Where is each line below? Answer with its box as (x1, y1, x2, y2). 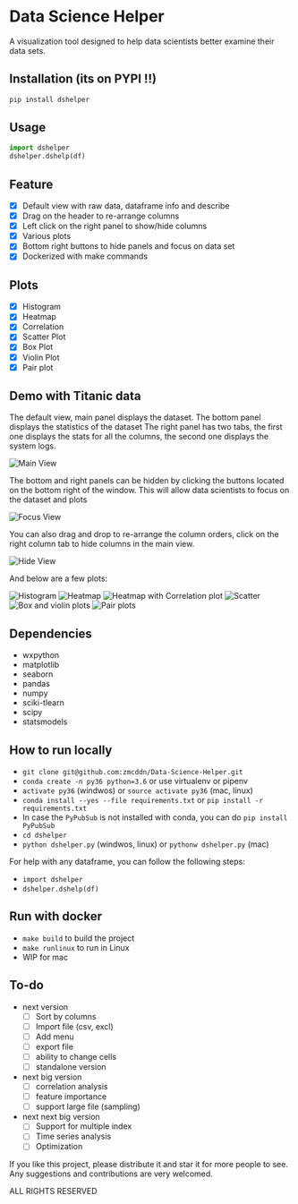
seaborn (21, 669, 54, 679)
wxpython (21, 650, 60, 661)
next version (21, 1001, 69, 1012)
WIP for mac (21, 952, 69, 962)
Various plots (21, 231, 72, 242)
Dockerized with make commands (21, 251, 149, 261)
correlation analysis (35, 1081, 108, 1092)
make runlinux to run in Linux (21, 942, 130, 952)
